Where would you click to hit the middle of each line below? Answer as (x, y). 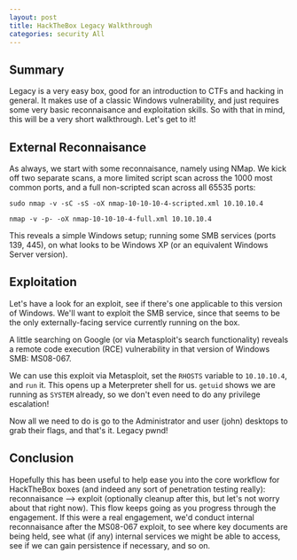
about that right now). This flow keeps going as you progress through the (143, 508)
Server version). (39, 254)
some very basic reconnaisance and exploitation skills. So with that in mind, (147, 110)
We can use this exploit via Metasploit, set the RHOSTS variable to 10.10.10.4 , (148, 375)
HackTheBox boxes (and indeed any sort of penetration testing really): (137, 489)
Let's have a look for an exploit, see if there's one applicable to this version (146, 303)
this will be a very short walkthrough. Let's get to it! (103, 120)
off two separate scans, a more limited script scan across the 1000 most (141, 178)
